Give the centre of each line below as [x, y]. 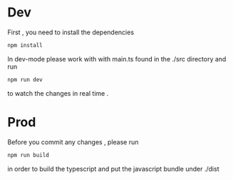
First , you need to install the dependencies [71, 32]
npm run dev [25, 79]
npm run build [29, 155]
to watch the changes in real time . [58, 93]
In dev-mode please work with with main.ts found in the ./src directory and [117, 59]
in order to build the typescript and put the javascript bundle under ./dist [113, 169]
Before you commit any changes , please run [73, 142]
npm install [25, 45]
